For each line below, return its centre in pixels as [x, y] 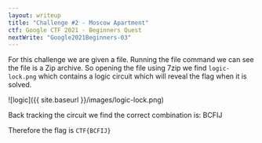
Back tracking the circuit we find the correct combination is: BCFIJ [115, 115]
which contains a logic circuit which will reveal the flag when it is [142, 76]
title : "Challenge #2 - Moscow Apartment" [78, 23]
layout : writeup [35, 15]
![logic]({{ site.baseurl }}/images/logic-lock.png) [86, 100]
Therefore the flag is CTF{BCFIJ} [60, 130]
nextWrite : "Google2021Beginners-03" [70, 37]
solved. [20, 85]
